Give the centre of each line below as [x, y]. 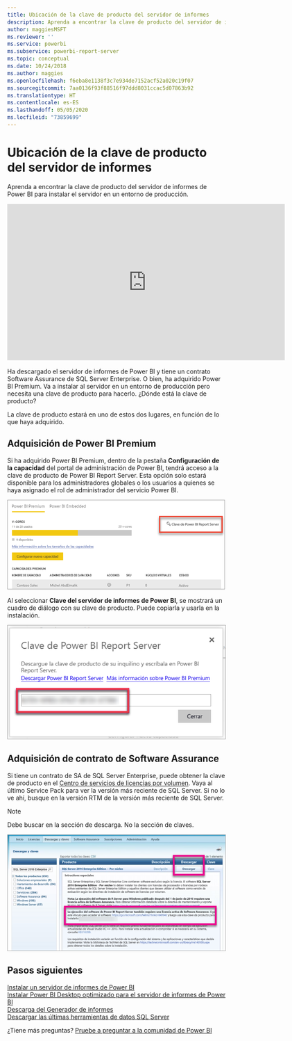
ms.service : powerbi [37, 44]
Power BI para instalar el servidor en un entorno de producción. [98, 194]
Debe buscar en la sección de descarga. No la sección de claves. [101, 825]
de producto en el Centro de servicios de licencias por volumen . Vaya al [110, 783]
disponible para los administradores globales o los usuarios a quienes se [111, 483]
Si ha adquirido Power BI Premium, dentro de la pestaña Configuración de [113, 460]
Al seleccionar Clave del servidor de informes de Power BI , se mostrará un [115, 600]
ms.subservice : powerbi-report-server [63, 51]
